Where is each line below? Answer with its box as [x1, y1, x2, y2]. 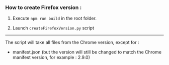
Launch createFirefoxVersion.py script [12, 25, 95, 31]
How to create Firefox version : [5, 4, 82, 11]
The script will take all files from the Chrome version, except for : [5, 39, 139, 45]
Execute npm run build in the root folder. [12, 15, 97, 21]
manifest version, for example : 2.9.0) [12, 54, 91, 60]
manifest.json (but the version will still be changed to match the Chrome [12, 49, 162, 55]
